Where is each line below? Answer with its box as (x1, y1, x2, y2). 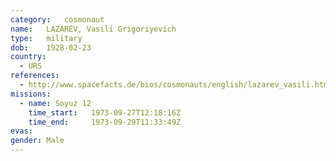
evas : (10, 126, 33, 136)
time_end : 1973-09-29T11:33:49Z (28, 117, 182, 127)
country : (10, 52, 47, 62)
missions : (10, 89, 52, 99)
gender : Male (10, 136, 65, 146)
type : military (10, 33, 83, 43)
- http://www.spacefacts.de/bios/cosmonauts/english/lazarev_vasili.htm (19, 80, 329, 90)
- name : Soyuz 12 (19, 98, 92, 108)
